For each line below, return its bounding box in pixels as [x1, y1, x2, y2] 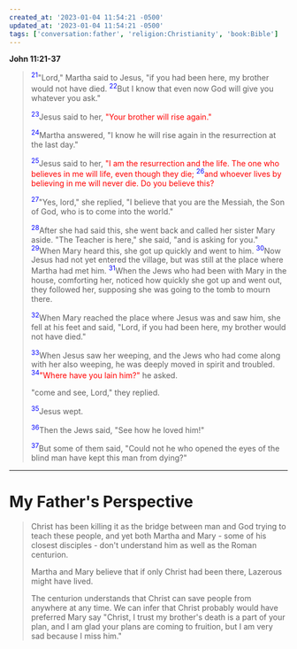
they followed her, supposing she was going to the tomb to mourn [30, 284, 271, 295]
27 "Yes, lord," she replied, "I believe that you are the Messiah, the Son [30, 196, 286, 207]
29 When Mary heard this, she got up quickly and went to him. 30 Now [30, 243, 281, 256]
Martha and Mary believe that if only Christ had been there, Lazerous [30, 566, 283, 576]
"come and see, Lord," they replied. [30, 387, 161, 398]
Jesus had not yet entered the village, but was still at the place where [30, 254, 284, 266]
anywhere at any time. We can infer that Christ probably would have [30, 602, 278, 613]
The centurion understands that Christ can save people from [30, 592, 252, 603]
